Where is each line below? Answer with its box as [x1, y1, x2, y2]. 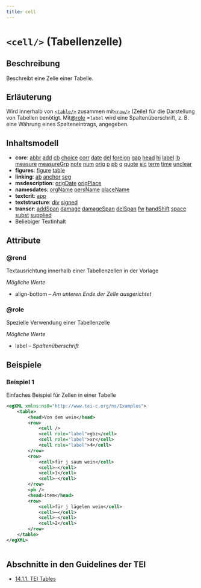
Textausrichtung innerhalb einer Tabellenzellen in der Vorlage [6, 267, 159, 274]
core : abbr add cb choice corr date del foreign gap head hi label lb [14, 154, 181, 161]
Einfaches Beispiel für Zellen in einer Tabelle [6, 391, 116, 399]
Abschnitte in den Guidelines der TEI [6, 560, 146, 570]
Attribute [6, 235, 41, 245]
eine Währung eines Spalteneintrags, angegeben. [6, 121, 129, 128]
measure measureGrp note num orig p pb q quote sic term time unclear [14, 161, 193, 168]
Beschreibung [6, 58, 60, 69]
